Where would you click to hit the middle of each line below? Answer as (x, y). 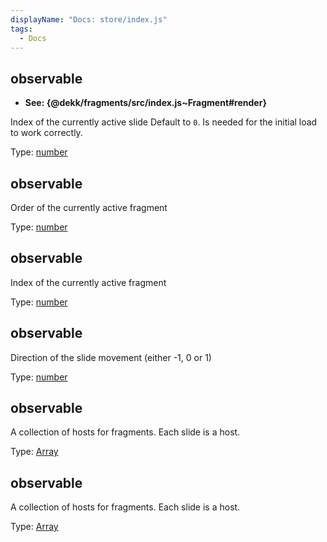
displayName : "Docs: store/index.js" (89, 19)
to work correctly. (46, 133)
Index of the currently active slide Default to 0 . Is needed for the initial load (164, 122)
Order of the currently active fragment (89, 207)
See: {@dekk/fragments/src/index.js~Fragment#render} (145, 103)
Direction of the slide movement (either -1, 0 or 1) (111, 357)
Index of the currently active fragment (88, 282)
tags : (21, 29)
